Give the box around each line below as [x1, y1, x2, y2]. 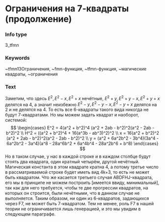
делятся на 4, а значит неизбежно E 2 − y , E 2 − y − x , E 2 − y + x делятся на [5, 101, 157, 108]
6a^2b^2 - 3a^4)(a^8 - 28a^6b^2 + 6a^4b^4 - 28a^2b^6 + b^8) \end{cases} [6, 141, 159, 147]
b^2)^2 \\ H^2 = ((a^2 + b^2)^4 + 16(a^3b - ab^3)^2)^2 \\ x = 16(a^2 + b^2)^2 [5, 130, 160, 136]
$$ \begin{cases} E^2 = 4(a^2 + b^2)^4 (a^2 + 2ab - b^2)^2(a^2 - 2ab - [10, 125, 155, 131]
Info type [5, 31, 27, 38]
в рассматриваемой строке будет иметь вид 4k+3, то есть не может [5, 169, 150, 175]
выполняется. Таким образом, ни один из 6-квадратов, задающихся [5, 195, 149, 201]
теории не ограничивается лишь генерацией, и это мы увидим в [5, 206, 141, 212]
